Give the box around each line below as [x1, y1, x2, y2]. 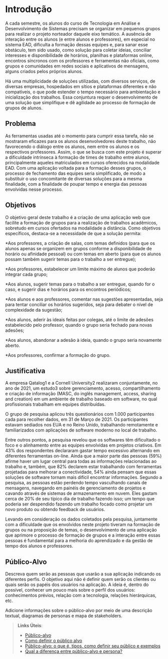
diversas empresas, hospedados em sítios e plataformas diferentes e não [5, 83, 157, 89]
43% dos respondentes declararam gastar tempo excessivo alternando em [5, 448, 160, 454]
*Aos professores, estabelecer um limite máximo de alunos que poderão [5, 266, 155, 272]
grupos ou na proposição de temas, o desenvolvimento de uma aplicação [5, 527, 157, 533]
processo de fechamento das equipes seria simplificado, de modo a [5, 170, 145, 176]
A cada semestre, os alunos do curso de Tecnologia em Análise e [5, 20, 140, 26]
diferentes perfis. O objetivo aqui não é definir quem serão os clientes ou [5, 576, 156, 582]
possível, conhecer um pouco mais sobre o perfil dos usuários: [5, 587, 135, 593]
